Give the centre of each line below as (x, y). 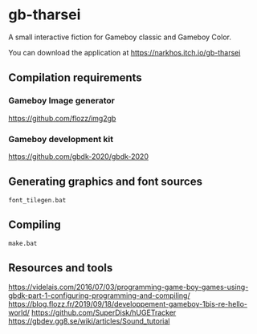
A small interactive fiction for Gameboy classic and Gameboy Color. (120, 37)
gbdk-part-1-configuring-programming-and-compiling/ (99, 295)
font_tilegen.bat (37, 200)
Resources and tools (61, 268)
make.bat (23, 243)
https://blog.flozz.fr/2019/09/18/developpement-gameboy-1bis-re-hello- (128, 304)
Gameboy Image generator (61, 100)
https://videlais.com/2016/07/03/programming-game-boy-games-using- (128, 287)
